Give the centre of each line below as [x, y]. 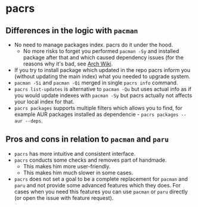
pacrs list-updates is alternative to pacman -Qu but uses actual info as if [103, 89]
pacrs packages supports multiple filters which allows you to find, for [98, 108]
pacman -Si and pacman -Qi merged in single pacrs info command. [96, 83]
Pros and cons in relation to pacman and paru [87, 139]
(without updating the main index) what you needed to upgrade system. [102, 76]
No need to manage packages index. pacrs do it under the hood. [94, 45]
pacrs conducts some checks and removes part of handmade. [90, 160]
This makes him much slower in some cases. [78, 172]
